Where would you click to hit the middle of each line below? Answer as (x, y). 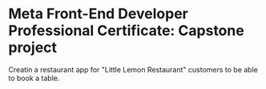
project (33, 48)
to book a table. (34, 78)
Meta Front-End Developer (98, 14)
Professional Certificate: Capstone (126, 31)
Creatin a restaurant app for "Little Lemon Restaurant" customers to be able (133, 69)
